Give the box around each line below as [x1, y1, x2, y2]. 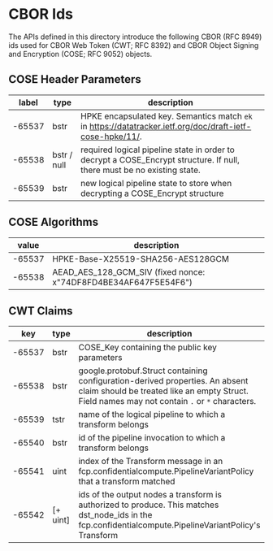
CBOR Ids [8, 5, 74, 24]
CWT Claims [8, 304, 73, 318]
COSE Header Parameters [8, 72, 142, 86]
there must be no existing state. [80, 164, 201, 176]
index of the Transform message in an [78, 456, 223, 467]
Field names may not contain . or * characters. [78, 396, 257, 407]
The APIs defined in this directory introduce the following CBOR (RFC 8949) [8, 32, 262, 41]
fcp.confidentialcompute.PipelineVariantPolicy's [78, 519, 262, 531]
